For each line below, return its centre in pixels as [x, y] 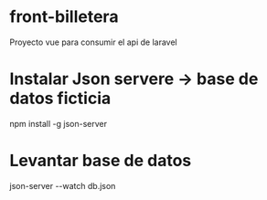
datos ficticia [60, 99]
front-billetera [64, 17]
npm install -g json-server [59, 123]
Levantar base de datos [101, 161]
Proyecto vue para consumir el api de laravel [93, 42]
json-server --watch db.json [63, 185]
